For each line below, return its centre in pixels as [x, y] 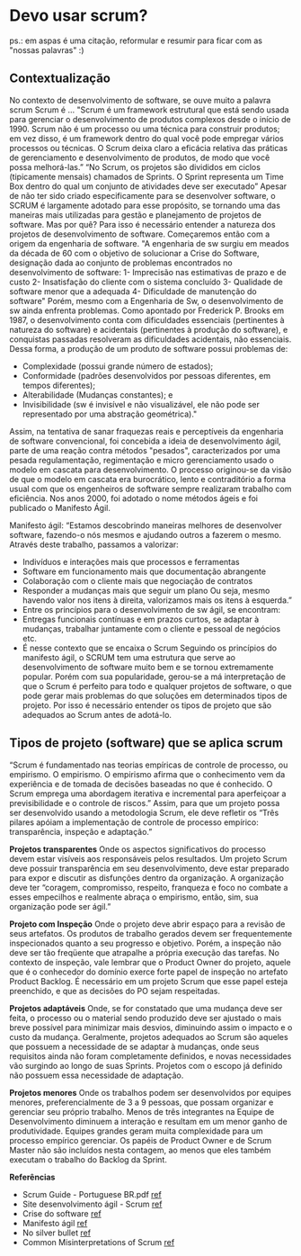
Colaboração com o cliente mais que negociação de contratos [137, 580]
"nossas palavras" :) [47, 49]
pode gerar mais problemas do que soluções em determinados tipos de [155, 695]
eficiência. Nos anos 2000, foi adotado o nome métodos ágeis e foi [134, 498]
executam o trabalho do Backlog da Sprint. [89, 1159]
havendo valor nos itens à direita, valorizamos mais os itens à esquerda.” [157, 600]
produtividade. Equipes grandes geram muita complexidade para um [136, 1131]
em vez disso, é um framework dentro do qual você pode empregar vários [147, 138]
